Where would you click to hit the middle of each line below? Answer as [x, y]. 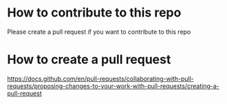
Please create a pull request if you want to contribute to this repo [99, 32]
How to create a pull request [89, 60]
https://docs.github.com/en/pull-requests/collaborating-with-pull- [100, 79]
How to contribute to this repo [94, 13]
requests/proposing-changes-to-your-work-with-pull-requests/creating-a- [113, 86]
